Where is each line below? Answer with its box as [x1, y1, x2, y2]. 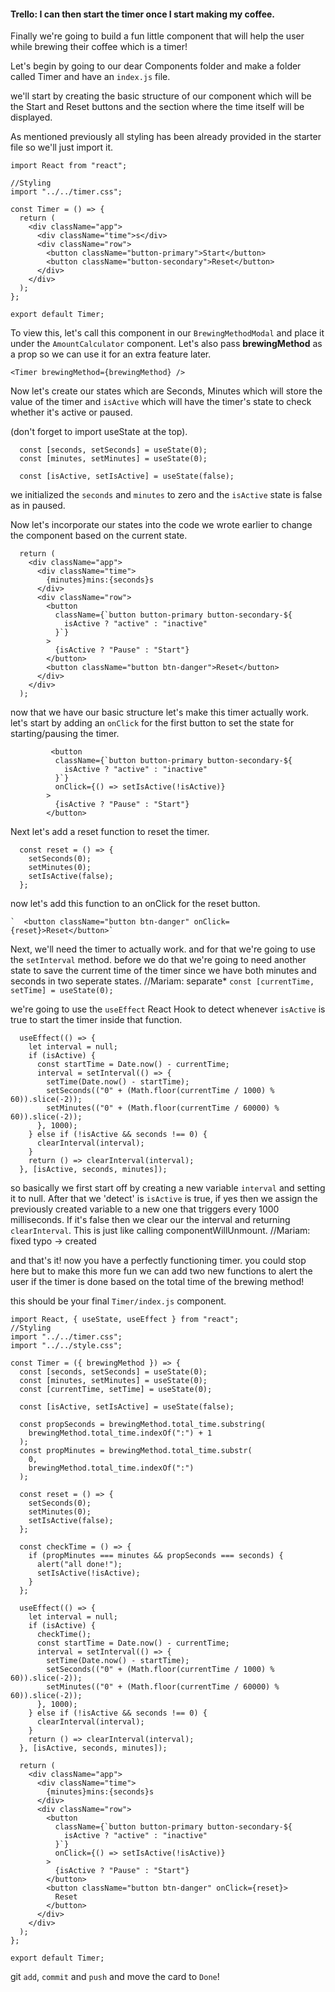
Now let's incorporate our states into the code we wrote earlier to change [10, 519, 313, 531]
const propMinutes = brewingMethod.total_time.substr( [19, 1446, 253, 1456]
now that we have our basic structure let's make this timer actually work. [10, 706, 310, 719]
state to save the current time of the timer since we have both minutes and [10, 965, 317, 977]
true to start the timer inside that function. [10, 1014, 183, 1026]
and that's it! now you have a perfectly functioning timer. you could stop [10, 1255, 307, 1267]
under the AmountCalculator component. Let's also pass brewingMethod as [10, 338, 323, 350]
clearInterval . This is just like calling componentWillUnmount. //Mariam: [10, 1225, 311, 1237]
